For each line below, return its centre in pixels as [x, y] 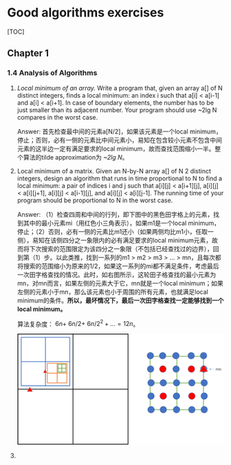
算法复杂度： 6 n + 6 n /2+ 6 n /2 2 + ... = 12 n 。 [78, 323]
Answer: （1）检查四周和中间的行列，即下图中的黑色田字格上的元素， [115, 214]
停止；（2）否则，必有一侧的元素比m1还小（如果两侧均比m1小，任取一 [115, 231]
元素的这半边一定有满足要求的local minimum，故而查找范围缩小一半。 [116, 149]
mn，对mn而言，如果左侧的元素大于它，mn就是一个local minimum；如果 [120, 283]
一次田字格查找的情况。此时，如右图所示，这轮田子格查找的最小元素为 [117, 274]
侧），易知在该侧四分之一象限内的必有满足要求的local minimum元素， [114, 240]
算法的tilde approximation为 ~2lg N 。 [76, 157]
